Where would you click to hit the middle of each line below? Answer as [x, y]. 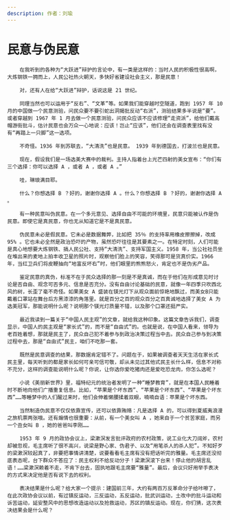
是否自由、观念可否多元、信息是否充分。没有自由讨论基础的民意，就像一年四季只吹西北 [117, 284]
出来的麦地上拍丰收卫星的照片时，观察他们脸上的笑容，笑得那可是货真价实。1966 [115, 256]
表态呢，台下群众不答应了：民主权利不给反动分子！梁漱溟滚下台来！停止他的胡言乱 [112, 460]
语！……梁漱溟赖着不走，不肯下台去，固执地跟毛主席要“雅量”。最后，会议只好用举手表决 [113, 468]
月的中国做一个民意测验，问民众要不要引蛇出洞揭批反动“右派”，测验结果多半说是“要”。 [113, 111]
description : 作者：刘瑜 [40, 13]
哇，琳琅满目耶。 [40, 180]
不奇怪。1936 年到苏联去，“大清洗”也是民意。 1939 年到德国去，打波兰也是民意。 [121, 146]
